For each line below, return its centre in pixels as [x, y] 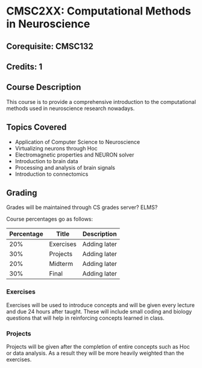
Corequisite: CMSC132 [50, 46]
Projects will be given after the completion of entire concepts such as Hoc [98, 347]
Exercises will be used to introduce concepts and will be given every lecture [100, 305]
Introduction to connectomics [52, 174]
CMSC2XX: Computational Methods [99, 11]
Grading [22, 192]
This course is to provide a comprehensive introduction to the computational [101, 102]
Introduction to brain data [46, 161]
